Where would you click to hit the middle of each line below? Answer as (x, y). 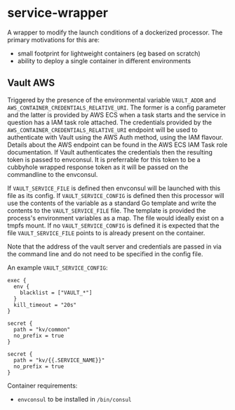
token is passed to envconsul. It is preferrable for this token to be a (104, 159)
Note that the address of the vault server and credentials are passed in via (115, 246)
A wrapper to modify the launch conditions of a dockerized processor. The (115, 32)
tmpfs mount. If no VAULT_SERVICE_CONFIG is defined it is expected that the (113, 225)
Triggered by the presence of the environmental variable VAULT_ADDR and (112, 100)
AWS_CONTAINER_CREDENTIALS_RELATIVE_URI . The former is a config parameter (117, 107)
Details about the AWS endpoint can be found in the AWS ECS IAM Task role (117, 145)
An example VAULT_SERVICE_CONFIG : (58, 267)
